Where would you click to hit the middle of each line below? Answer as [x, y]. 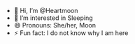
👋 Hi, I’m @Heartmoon [46, 11]
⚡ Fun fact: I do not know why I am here [71, 33]
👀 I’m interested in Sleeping [53, 18]
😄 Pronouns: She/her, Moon [55, 25]
